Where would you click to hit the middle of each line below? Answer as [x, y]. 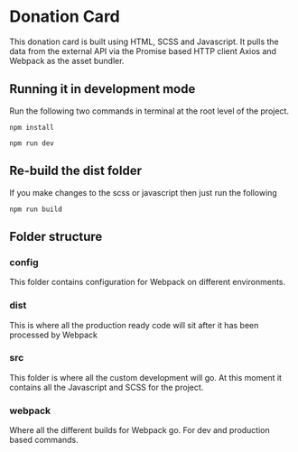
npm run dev [32, 143]
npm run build [36, 209]
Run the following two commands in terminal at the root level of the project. [149, 111]
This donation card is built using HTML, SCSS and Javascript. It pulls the [144, 42]
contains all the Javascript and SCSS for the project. [107, 387]
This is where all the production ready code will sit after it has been [134, 325]
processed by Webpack [53, 335]
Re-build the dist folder [76, 171]
